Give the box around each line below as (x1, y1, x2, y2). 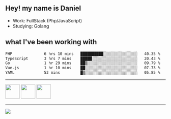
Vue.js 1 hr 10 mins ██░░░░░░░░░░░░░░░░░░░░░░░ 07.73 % (5, 66, 160, 71)
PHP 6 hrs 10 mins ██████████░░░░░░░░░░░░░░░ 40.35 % (5, 51, 160, 56)
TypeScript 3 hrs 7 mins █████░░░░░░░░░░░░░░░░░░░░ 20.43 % (5, 56, 160, 61)
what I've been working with (5, 38, 97, 46)
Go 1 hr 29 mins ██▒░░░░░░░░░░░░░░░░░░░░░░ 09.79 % (5, 61, 160, 66)
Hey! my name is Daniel (5, 4, 81, 13)
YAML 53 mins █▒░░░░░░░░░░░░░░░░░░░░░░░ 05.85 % (5, 70, 160, 75)
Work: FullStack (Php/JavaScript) (12, 17, 82, 23)
